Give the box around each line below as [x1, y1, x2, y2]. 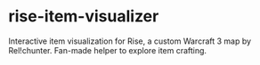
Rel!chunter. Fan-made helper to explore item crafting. [8, 45, 207, 55]
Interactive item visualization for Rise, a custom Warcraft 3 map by [8, 36, 251, 46]
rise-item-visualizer [8, 6, 159, 27]
